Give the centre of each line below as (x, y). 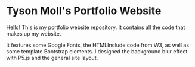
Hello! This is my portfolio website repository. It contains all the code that (96, 27)
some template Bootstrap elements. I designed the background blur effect (97, 51)
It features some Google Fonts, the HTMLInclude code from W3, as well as (98, 45)
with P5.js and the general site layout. (52, 58)
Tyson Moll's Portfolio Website (84, 11)
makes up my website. (34, 33)
